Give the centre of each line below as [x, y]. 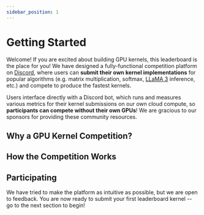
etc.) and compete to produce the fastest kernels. [69, 85]
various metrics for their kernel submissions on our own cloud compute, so [101, 104]
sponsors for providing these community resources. [72, 116]
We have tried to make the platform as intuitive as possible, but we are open [102, 192]
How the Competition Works [61, 157]
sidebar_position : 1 [33, 12]
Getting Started [47, 42]
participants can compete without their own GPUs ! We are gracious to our [102, 110]
